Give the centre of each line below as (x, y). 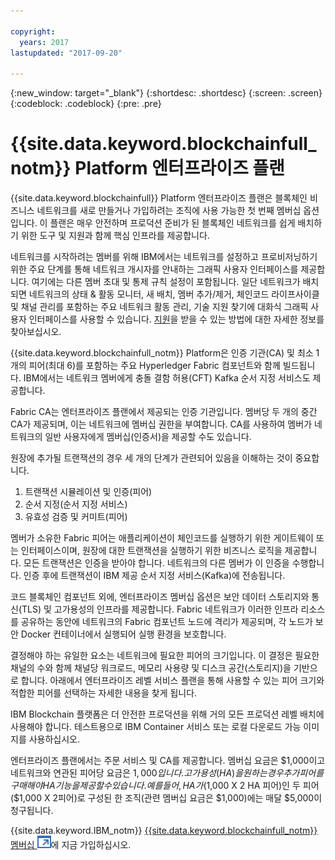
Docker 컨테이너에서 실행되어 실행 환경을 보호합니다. (123, 634)
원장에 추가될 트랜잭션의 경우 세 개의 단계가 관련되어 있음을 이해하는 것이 (151, 458)
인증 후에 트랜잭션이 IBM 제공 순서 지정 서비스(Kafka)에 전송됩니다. (154, 576)
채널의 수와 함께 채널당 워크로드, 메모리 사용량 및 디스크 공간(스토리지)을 (151, 668)
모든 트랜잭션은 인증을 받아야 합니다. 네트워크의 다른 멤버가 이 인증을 (156, 563)
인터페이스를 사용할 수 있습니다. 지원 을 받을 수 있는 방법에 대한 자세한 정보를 (176, 319)
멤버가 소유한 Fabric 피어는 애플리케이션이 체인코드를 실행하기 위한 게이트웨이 (162, 538)
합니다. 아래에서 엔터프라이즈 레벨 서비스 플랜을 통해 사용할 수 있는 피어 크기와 (172, 681)
